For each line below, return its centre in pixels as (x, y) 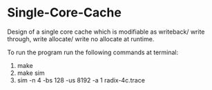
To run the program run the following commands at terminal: (93, 52)
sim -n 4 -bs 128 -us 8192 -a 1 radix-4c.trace (81, 80)
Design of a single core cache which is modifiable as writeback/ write (106, 32)
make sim (31, 73)
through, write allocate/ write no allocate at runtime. (81, 38)
